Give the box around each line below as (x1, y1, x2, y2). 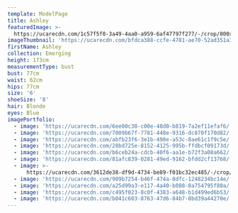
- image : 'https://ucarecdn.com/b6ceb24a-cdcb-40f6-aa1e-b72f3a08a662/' (13, 149, 233, 156)
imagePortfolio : (7, 116, 55, 123)
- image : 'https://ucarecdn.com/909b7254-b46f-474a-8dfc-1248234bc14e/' (13, 175, 233, 182)
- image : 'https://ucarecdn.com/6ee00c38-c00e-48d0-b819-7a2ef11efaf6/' (13, 122, 233, 130)
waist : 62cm (7, 76, 42, 84)
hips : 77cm (7, 83, 40, 90)
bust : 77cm (7, 70, 40, 77)
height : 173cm (7, 57, 50, 64)
